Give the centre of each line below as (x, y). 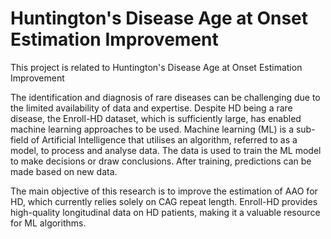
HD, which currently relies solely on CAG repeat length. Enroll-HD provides (164, 201)
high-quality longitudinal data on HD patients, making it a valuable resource (165, 212)
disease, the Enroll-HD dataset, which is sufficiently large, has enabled (156, 118)
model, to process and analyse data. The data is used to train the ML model (166, 150)
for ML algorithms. (48, 223)
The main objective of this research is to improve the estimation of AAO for (164, 191)
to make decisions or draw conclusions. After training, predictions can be (161, 161)
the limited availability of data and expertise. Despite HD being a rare (151, 108)
